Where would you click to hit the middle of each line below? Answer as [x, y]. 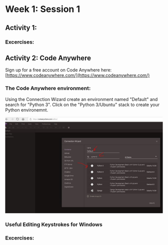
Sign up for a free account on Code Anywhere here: [58, 70]
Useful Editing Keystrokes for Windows [54, 224]
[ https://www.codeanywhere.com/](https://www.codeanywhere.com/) [77, 75]
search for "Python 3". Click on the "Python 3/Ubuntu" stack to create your [82, 104]
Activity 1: [21, 28]
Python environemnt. [27, 110]
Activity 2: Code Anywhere [48, 58]
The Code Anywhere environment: [48, 88]
